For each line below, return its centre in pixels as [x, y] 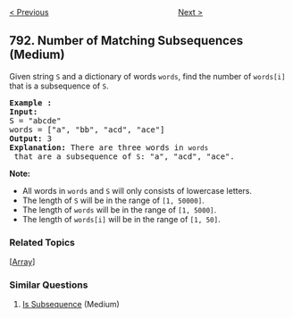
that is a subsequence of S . [59, 86]
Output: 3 [30, 138]
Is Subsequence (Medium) [71, 305]
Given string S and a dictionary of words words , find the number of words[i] [147, 76]
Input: [24, 112]
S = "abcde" [35, 121]
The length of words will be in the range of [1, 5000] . [119, 209]
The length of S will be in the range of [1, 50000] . [113, 200]
